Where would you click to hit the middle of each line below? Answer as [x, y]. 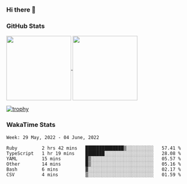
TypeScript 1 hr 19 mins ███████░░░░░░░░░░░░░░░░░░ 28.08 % [94, 153]
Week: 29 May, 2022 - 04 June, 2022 [53, 137]
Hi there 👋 [21, 10]
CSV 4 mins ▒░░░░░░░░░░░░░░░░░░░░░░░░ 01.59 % [94, 175]
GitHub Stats [26, 26]
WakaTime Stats [31, 125]
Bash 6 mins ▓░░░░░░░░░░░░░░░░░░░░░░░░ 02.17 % [94, 169]
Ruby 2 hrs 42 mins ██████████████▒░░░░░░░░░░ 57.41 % [94, 148]
